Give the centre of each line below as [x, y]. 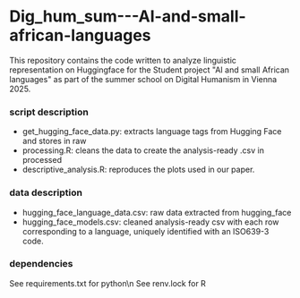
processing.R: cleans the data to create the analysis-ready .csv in [143, 150]
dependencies [41, 264]
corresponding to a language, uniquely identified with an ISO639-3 [146, 231]
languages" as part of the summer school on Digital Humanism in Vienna [143, 79]
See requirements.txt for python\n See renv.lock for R [107, 283]
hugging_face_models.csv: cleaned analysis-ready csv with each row [150, 222]
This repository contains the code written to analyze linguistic [123, 60]
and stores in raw [54, 141]
